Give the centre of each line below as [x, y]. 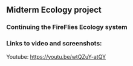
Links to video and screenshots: [54, 44]
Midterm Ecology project [54, 10]
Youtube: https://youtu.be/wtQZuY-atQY [56, 56]
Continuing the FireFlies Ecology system [67, 27]
